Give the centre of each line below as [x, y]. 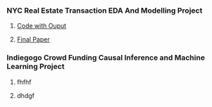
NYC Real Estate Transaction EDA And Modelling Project [105, 11]
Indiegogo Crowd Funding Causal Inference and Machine [106, 58]
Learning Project [36, 67]
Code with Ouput [42, 26]
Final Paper [33, 39]
